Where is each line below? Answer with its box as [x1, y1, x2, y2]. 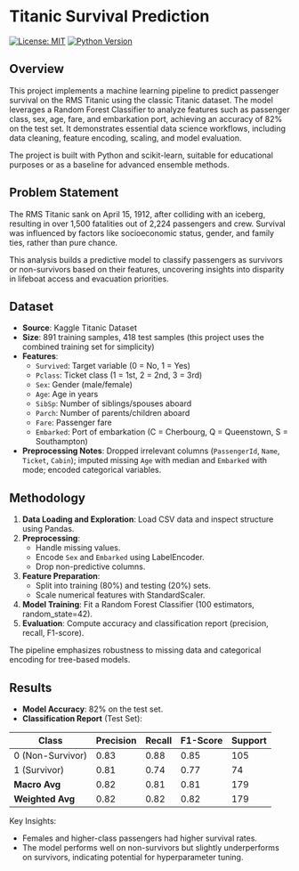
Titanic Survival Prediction [9, 6, 210, 27]
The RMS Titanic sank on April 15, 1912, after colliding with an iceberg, [9, 208, 266, 219]
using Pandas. [21, 524, 75, 534]
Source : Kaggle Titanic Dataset [21, 322, 138, 333]
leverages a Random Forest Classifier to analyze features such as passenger [9, 104, 290, 115]
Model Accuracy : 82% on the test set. [21, 704, 164, 714]
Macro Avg [13, 778, 61, 790]
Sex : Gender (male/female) [35, 379, 133, 390]
